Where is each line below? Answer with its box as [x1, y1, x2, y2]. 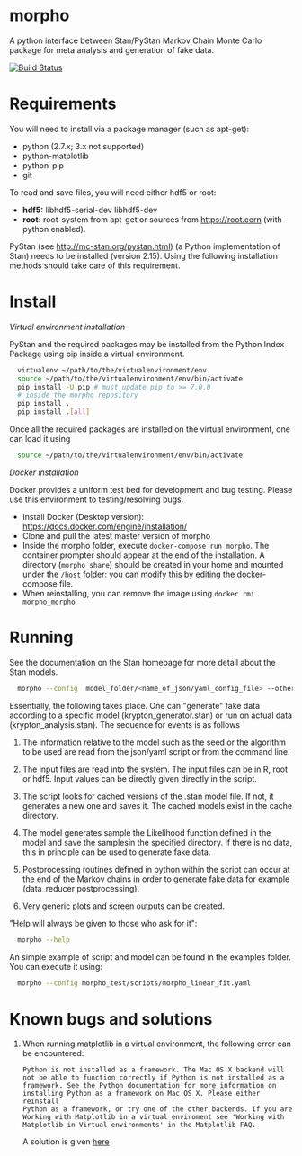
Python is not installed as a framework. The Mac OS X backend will [22, 1065, 285, 1075]
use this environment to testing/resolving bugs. [9, 494, 184, 505]
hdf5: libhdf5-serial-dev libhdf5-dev [22, 204, 158, 215]
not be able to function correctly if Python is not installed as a [22, 1073, 285, 1082]
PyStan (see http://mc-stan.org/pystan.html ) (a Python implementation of [9, 240, 280, 252]
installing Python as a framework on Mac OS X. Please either [22, 1089, 261, 1098]
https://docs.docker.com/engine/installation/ [22, 521, 188, 532]
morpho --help [17, 935, 70, 945]
